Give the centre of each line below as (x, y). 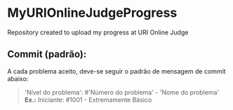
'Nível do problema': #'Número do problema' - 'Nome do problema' (122, 92)
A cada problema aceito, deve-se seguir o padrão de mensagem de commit (116, 71)
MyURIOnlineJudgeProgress (92, 13)
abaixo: (18, 78)
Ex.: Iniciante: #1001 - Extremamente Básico (88, 99)
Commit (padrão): (47, 54)
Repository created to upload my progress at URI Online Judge (98, 32)
